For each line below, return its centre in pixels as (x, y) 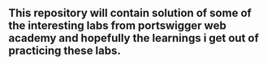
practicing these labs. (65, 51)
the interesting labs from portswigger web (118, 26)
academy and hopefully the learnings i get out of (134, 38)
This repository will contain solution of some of (130, 13)
